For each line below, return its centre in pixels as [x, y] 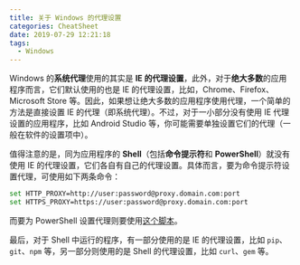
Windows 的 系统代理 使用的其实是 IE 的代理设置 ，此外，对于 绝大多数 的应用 [148, 79]
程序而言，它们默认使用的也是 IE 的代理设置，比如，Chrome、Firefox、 [141, 90]
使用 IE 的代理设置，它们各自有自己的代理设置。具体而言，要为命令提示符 [146, 166]
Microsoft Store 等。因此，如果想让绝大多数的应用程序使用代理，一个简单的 [150, 101]
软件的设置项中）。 [59, 135]
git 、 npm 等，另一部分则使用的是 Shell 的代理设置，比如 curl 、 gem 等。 [141, 251]
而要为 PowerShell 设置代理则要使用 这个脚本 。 [96, 220]
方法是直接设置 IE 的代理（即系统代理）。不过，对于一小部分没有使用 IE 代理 [150, 112]
